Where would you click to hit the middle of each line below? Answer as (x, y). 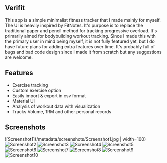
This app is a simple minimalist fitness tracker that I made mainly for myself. (83, 20)
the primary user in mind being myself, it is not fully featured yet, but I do (80, 41)
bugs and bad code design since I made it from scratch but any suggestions (83, 52)
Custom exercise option (37, 90)
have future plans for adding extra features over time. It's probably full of (80, 46)
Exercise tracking (30, 85)
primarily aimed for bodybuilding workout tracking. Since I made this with (80, 36)
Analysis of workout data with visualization (56, 106)
